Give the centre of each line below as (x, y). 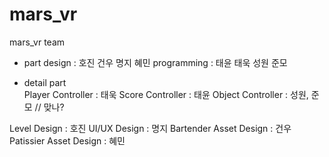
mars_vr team (37, 42)
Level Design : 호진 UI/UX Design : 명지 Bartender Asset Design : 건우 (150, 128)
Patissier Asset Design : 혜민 (67, 140)
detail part (45, 82)
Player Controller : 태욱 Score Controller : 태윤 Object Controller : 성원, (166, 94)
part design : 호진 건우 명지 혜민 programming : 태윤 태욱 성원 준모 (155, 62)
